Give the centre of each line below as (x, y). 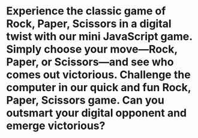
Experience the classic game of (86, 11)
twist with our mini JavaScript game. (100, 37)
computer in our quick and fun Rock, (99, 88)
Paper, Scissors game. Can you (85, 100)
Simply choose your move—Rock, (92, 49)
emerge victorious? (56, 126)
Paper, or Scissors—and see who (90, 62)
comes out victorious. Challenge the (98, 75)
